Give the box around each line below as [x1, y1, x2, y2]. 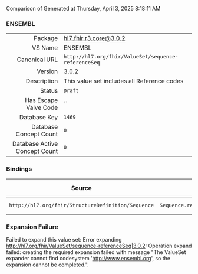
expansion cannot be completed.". [6, 261, 90, 268]
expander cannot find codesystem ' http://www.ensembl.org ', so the [6, 255, 171, 262]
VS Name [32, 44, 58, 52]
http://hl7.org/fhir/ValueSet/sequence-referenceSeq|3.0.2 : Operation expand [6, 242, 192, 249]
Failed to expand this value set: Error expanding [6, 236, 122, 243]
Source [71, 184, 93, 192]
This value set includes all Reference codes [64, 77, 184, 85]
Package [33, 34, 58, 43]
